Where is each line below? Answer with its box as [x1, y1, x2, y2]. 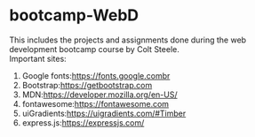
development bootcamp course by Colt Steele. [9, 43, 179, 54]
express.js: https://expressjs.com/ [21, 117, 145, 128]
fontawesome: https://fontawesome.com [21, 98, 170, 109]
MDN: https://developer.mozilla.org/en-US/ [21, 89, 178, 100]
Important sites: [9, 53, 67, 64]
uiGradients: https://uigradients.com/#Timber [21, 108, 187, 118]
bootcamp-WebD [9, 5, 139, 26]
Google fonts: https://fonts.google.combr [21, 70, 171, 80]
